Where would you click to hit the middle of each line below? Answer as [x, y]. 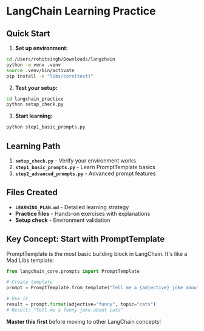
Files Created [32, 192]
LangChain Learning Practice [81, 11]
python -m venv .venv [34, 65]
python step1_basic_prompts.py [46, 127]
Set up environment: [41, 48]
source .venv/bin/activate [40, 70]
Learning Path [33, 146]
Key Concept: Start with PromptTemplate [86, 239]
